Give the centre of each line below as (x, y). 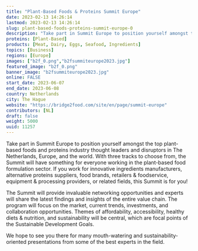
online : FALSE (24, 77)
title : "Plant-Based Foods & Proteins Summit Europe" (74, 12)
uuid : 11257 (21, 127)
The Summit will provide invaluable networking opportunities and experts (95, 193)
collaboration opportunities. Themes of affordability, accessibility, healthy (95, 211)
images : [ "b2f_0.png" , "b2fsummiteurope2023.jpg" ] (68, 61)
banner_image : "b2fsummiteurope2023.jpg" (58, 72)
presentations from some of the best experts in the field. (96, 242)
